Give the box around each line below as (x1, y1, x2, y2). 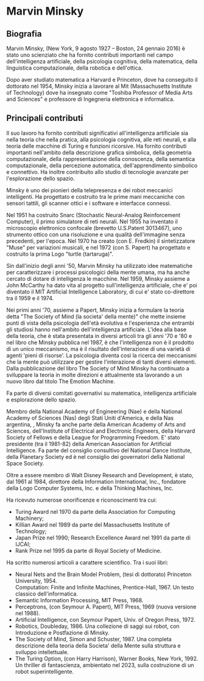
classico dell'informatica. (15, 590, 78, 597)
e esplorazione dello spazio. (6, 395, 77, 403)
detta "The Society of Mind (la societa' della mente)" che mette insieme (6, 312, 186, 320)
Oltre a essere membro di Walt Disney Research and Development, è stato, (6, 471, 194, 478)
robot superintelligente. (15, 668, 74, 675)
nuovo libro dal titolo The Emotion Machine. (6, 377, 116, 385)
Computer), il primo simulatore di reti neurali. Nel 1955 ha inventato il (6, 218, 178, 225)
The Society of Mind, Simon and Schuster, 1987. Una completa (15, 635, 172, 643)
